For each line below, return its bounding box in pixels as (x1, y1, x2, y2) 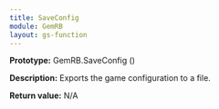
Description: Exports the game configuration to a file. (9, 73, 212, 84)
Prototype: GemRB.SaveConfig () (9, 55, 135, 66)
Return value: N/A (9, 90, 78, 101)
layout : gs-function (9, 30, 89, 39)
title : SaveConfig (9, 13, 79, 23)
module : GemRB (9, 22, 64, 31)
